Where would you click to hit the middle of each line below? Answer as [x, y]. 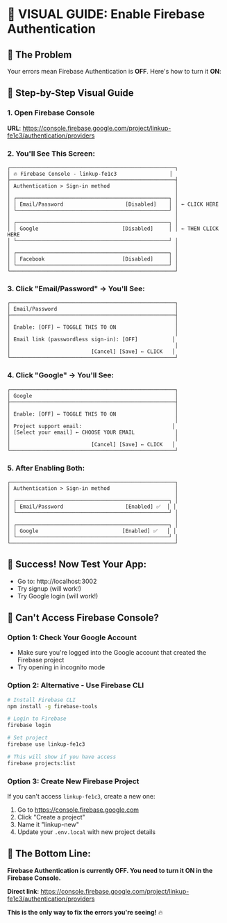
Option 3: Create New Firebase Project [73, 781]
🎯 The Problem [40, 55]
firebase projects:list [42, 763]
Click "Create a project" [51, 817]
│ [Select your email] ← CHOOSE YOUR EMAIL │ [93, 432]
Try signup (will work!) [49, 588]
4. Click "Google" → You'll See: [61, 375]
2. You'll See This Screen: [51, 154]
